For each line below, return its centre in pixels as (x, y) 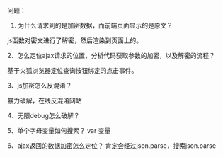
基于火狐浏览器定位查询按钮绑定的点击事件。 (73, 70)
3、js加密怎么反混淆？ (40, 86)
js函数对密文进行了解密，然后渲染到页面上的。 (75, 40)
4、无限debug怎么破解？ (44, 116)
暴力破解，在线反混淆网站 (45, 100)
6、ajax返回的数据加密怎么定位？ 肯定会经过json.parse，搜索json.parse (112, 146)
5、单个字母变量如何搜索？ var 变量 (59, 130)
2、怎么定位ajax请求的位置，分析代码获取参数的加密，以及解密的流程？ (111, 56)
